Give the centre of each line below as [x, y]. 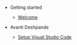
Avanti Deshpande [29, 27]
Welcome [28, 17]
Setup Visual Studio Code [45, 37]
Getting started [26, 7]
